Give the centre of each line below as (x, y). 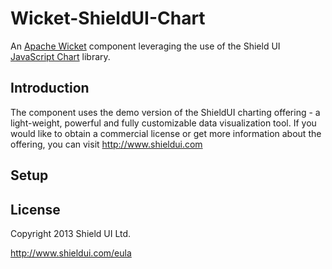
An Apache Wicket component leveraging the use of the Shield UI (145, 46)
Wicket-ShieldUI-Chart (108, 18)
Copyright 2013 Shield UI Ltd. (71, 233)
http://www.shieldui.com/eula (71, 253)
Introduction (50, 88)
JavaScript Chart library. (60, 56)
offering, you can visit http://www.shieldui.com (106, 144)
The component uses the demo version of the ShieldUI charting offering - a (165, 112)
